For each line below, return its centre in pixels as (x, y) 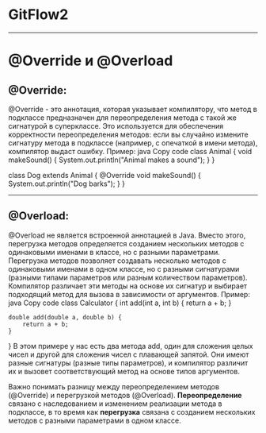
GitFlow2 (38, 15)
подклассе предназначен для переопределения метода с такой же (123, 118)
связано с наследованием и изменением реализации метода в (115, 404)
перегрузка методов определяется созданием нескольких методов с (126, 243)
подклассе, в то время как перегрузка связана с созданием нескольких (132, 412)
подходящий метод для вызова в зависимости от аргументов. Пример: (129, 294)
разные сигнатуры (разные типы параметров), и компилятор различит (128, 362)
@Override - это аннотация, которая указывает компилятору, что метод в (133, 109)
